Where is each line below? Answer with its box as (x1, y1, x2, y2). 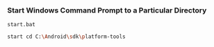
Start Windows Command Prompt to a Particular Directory (7, 6, 207, 15)
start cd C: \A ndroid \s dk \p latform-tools (7, 33, 126, 40)
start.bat (7, 21, 36, 28)
